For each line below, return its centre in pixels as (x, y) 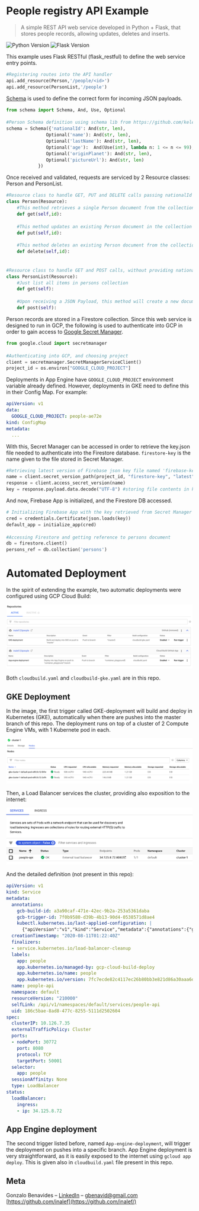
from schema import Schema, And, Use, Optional (66, 110)
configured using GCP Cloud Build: (49, 596)
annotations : (28, 905)
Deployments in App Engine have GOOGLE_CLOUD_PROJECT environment (90, 380)
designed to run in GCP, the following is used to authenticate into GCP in (94, 325)
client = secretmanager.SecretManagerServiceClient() (74, 362)
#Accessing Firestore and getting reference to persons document (88, 537)
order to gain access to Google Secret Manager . (65, 331)
